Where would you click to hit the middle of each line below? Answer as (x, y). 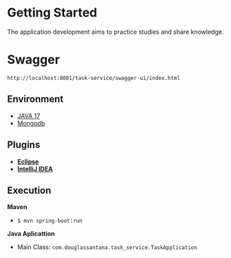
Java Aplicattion (31, 234)
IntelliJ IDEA (35, 169)
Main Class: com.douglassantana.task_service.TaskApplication (107, 247)
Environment (36, 99)
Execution (29, 190)
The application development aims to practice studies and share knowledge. (115, 32)
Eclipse (28, 161)
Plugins (24, 145)
